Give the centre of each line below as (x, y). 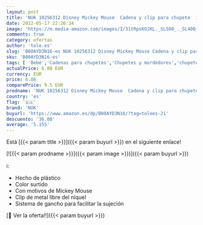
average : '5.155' (28, 125)
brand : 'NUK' (23, 108)
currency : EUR (24, 74)
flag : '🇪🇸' (21, 102)
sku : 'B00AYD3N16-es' (34, 57)
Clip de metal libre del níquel (50, 197)
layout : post (23, 12)
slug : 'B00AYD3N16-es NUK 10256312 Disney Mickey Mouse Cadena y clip (97, 52)
